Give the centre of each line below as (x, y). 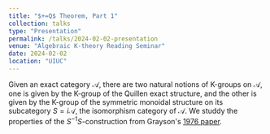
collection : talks (39, 24)
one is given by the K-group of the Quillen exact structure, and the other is (133, 93)
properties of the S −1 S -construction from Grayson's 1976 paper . (115, 120)
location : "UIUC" (38, 62)
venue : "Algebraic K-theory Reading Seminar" (87, 46)
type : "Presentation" (45, 31)
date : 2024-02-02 (38, 54)
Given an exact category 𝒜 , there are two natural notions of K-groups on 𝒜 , (135, 84)
